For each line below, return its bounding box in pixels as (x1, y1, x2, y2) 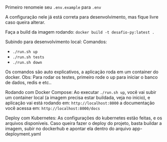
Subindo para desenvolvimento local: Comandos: (5, 39, 107, 45)
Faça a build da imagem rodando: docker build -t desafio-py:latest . (5, 29, 155, 35)
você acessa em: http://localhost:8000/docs (5, 105, 101, 111)
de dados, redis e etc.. (5, 80, 52, 85)
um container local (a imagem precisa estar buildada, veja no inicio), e (5, 95, 150, 100)
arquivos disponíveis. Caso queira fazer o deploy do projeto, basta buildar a (5, 120, 162, 126)
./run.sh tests (12, 55, 45, 60)
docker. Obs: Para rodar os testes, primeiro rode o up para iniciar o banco (5, 74, 158, 80)
